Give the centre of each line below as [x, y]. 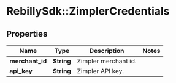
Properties [27, 34]
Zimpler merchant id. [107, 61]
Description [107, 51]
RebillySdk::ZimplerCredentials [88, 11]
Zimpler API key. [101, 71]
